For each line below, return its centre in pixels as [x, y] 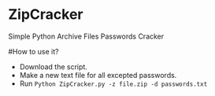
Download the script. [54, 66]
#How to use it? [33, 51]
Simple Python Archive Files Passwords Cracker [86, 36]
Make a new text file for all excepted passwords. [98, 75]
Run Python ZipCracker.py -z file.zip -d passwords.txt [113, 83]
